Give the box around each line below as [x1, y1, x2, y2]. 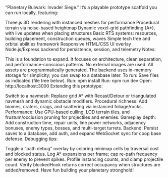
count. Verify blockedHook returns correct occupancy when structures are [5, 162, 160, 167]
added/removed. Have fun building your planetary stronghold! [5, 167, 134, 173]
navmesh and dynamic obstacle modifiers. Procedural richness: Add [5, 98, 147, 104]
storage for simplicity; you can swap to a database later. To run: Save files [5, 72, 159, 78]
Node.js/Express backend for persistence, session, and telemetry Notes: [5, 47, 156, 52]
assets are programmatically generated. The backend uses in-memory [5, 67, 152, 73]
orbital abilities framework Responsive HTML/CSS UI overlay [5, 41, 131, 47]
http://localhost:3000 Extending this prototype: [5, 83, 103, 89]
